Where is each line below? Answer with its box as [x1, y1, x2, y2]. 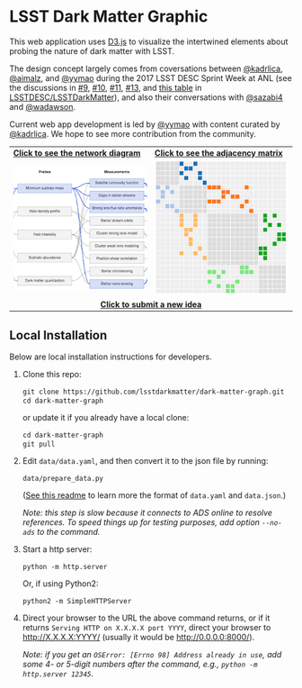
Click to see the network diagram [13, 147, 141, 158]
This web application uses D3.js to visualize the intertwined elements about [9, 36, 289, 47]
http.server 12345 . [22, 668, 94, 679]
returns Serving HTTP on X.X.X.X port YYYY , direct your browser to [22, 621, 271, 632]
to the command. [37, 526, 101, 537]
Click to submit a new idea [100, 299, 202, 310]
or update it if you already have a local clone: [22, 412, 190, 422]
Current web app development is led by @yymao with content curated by [9, 119, 280, 130]
